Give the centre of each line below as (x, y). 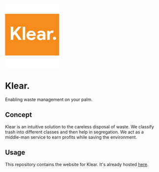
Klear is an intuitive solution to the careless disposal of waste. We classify (80, 126)
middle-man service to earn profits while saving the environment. (71, 137)
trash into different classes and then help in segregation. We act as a (74, 132)
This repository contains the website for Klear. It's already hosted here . (77, 164)
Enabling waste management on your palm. (49, 99)
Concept (19, 115)
